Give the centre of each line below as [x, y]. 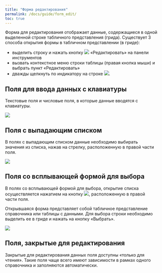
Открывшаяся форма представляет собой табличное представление [76, 209]
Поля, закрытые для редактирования [65, 243]
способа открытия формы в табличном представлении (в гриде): [73, 43]
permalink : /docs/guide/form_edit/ [41, 14]
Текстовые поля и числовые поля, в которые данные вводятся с [72, 101]
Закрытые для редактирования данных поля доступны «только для [75, 255]
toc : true [15, 18]
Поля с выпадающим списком [54, 130]
